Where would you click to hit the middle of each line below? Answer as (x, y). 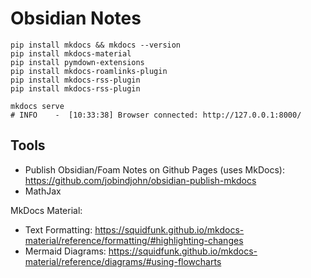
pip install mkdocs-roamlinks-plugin (89, 71)
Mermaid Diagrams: (65, 251)
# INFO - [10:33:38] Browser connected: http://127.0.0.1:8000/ (156, 115)
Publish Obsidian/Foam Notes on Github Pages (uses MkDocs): (154, 169)
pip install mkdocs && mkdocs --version (96, 45)
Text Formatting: (58, 229)
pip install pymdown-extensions (77, 62)
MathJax (43, 191)
